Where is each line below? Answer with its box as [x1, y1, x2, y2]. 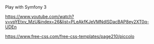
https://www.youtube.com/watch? [5, 14, 74, 19]
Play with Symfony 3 [5, 4, 47, 10]
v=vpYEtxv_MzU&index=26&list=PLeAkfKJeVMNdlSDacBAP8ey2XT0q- [5, 19, 149, 24]
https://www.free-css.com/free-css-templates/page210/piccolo [5, 34, 134, 39]
